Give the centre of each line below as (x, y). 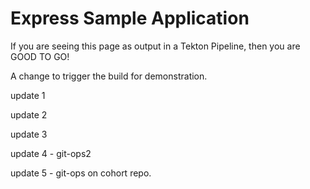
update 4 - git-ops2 (51, 153)
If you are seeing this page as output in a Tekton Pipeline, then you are (155, 46)
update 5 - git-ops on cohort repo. (81, 173)
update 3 (29, 134)
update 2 (29, 114)
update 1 (28, 95)
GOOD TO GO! (40, 56)
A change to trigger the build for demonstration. (109, 76)
